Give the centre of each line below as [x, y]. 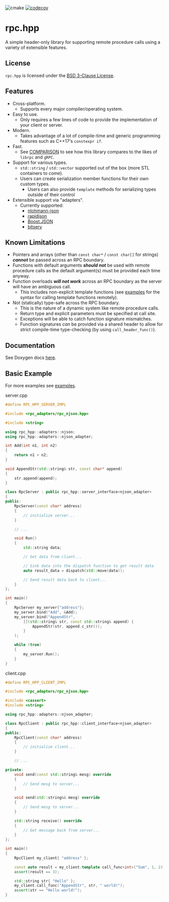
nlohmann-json [43, 211]
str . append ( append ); [36, 478]
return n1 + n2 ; [31, 455]
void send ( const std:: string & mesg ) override [63, 774]
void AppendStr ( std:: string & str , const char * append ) [64, 469]
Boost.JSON [40, 221]
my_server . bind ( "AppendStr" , [45, 617]
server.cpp [16, 395]
